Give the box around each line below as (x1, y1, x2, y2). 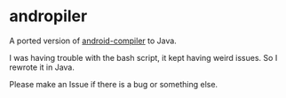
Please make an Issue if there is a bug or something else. (9, 79, 218, 89)
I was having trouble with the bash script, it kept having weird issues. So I (9, 52, 278, 63)
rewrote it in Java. (9, 62, 75, 72)
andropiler (9, 6, 88, 26)
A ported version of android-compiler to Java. (9, 35, 178, 46)
